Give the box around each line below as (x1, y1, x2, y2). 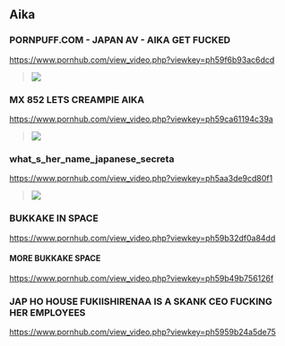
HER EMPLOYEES (9, 306, 86, 318)
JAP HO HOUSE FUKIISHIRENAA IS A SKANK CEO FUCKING (9, 295, 273, 308)
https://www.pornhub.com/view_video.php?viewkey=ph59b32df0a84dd (9, 232, 276, 243)
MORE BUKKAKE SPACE (9, 253, 101, 264)
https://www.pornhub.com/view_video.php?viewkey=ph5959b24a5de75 (9, 326, 276, 338)
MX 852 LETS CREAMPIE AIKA (9, 93, 145, 105)
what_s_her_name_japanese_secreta (9, 152, 175, 165)
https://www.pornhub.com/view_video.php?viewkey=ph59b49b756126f (9, 273, 274, 283)
